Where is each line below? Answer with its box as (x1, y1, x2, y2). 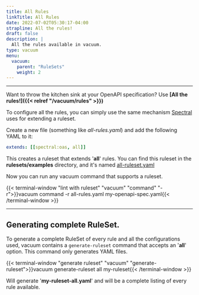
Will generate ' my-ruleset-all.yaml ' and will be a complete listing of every (6, 277, 187, 284)
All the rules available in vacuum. (11, 42, 102, 48)
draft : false (6, 31, 38, 37)
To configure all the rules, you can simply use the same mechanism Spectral (6, 109, 192, 116)
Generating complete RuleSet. (6, 220, 120, 230)
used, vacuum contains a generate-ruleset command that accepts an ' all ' (6, 241, 187, 249)
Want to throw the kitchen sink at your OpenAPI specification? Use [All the (6, 91, 188, 98)
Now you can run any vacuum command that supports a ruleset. (6, 173, 163, 180)
